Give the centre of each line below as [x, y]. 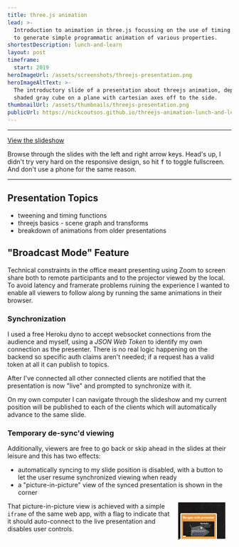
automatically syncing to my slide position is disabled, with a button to [120, 470]
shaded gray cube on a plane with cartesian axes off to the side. [116, 97]
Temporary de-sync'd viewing [61, 432]
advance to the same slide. [47, 414]
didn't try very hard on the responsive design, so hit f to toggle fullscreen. [116, 161]
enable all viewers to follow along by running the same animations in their [115, 292]
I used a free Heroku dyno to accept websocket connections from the [109, 334]
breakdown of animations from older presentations [92, 230]
